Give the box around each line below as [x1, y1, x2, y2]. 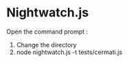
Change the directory [16, 40, 77, 49]
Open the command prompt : [6, 27, 89, 36]
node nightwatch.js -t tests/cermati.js [16, 48, 123, 56]
